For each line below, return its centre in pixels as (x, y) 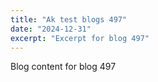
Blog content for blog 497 (63, 67)
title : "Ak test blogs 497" (69, 19)
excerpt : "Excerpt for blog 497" (80, 38)
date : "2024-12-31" (51, 29)
